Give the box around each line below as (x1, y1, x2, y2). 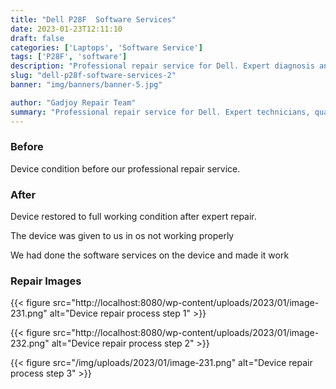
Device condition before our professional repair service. (10, 162, 241, 175)
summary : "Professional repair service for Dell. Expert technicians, (10, 107, 311, 117)
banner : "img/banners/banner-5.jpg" (10, 80, 163, 90)
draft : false (10, 33, 65, 43)
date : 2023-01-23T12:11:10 (10, 24, 123, 34)
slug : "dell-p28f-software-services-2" (10, 71, 177, 81)
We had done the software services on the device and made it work (10, 249, 290, 261)
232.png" (10, 337, 50, 350)
